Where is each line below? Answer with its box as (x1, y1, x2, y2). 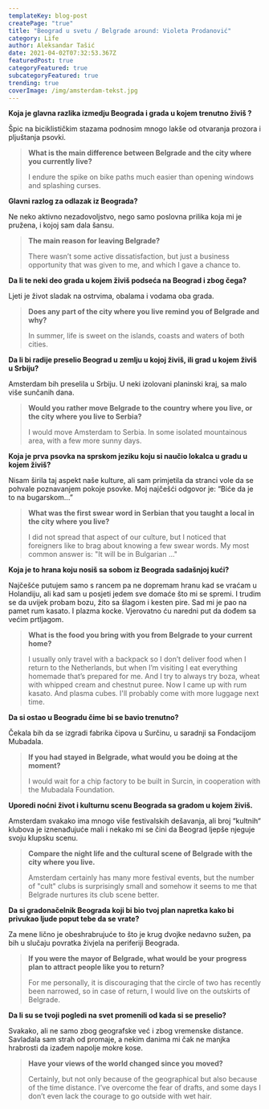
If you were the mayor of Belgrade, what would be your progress (27, 954, 247, 964)
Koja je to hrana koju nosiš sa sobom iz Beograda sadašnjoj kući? (8, 565, 230, 575)
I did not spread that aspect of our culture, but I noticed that (27, 532, 226, 542)
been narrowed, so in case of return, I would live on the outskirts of (27, 986, 251, 996)
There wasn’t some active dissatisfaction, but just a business (27, 252, 230, 261)
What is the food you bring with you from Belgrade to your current (27, 630, 253, 640)
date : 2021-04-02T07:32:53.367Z (8, 49, 116, 57)
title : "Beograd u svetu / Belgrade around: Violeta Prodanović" (8, 27, 231, 35)
